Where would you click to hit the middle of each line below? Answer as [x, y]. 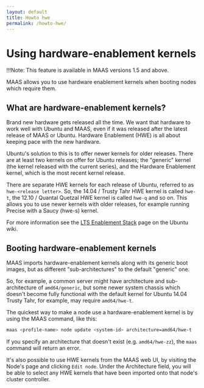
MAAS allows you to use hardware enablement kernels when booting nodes [101, 82]
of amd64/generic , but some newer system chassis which [109, 287]
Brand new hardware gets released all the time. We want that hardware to [98, 122]
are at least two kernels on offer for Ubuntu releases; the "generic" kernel [99, 160]
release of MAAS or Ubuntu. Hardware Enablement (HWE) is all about [93, 135]
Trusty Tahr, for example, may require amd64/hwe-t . [70, 300]
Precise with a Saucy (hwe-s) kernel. [52, 211]
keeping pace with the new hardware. [54, 142]
